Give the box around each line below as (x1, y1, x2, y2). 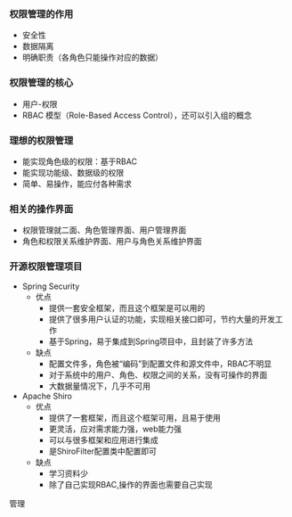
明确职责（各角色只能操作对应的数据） (21, 52, 163, 63)
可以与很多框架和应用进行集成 (48, 435, 158, 446)
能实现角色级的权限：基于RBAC (21, 156, 138, 167)
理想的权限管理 (9, 134, 74, 146)
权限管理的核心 (9, 77, 74, 89)
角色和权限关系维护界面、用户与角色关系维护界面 (21, 236, 202, 247)
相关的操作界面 (9, 202, 74, 215)
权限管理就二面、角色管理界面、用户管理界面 (21, 225, 187, 235)
